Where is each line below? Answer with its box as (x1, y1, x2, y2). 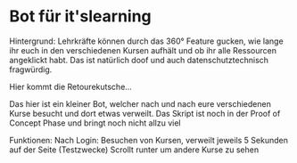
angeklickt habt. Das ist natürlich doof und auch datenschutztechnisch (9, 54, 269, 65)
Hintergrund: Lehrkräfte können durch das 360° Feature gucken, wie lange (9, 36, 284, 46)
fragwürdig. (9, 64, 53, 75)
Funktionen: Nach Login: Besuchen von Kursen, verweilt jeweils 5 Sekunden (9, 134, 288, 145)
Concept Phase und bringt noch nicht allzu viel (9, 118, 181, 128)
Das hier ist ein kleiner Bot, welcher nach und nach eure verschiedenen (9, 98, 272, 109)
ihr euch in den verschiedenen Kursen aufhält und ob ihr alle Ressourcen (9, 45, 276, 55)
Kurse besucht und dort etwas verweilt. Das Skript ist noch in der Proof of (9, 108, 281, 118)
